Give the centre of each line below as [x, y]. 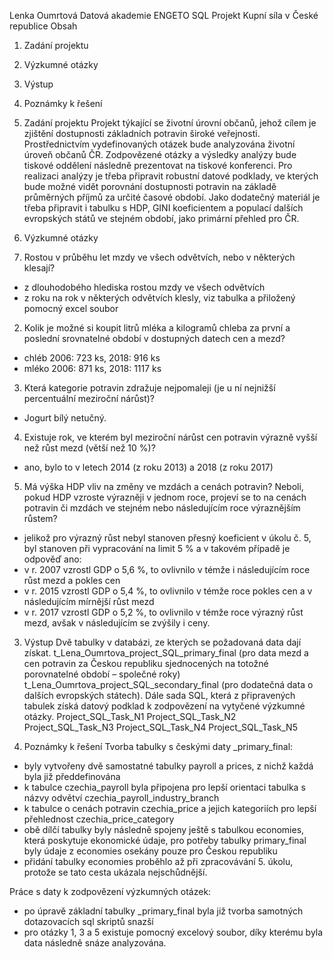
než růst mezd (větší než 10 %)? [89, 448]
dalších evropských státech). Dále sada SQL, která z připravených [159, 695]
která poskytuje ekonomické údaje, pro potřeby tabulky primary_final [165, 840]
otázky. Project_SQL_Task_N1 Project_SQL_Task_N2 [130, 716]
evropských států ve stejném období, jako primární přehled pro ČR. [161, 218]
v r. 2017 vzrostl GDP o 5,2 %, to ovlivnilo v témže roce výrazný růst [163, 612]
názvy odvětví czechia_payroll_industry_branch [121, 798]
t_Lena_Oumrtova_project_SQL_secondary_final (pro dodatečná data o [168, 684]
